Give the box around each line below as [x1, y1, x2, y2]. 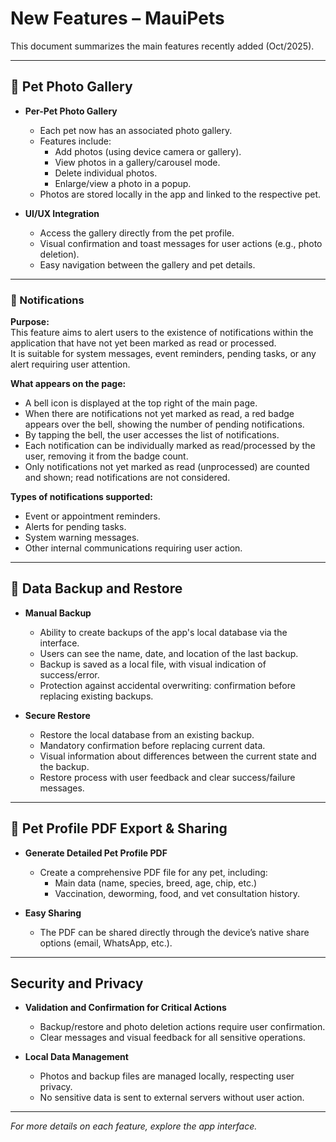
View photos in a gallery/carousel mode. [54, 156, 221, 168]
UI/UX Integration [24, 207, 100, 219]
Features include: [39, 135, 112, 147]
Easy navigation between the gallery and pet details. [39, 258, 256, 271]
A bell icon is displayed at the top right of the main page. [24, 397, 258, 409]
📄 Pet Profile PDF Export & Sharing [10, 820, 228, 837]
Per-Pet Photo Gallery [24, 105, 118, 117]
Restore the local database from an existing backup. [39, 728, 255, 741]
